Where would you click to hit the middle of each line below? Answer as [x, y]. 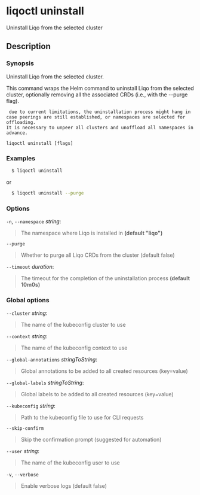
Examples [21, 158]
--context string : [27, 336]
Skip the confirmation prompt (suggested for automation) [91, 440]
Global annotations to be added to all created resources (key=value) [104, 371]
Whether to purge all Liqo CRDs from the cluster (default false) [98, 255]
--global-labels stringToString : [45, 383]
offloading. [21, 122]
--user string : [23, 451]
